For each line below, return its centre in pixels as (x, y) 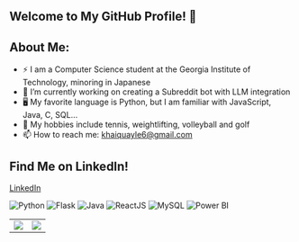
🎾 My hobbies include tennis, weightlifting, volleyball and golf (136, 125)
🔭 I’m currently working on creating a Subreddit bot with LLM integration (156, 92)
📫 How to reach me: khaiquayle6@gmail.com (107, 135)
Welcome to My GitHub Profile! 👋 (103, 17)
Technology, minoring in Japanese (86, 83)
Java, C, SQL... (50, 115)
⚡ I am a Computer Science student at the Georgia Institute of (136, 69)
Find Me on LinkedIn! (69, 166)
